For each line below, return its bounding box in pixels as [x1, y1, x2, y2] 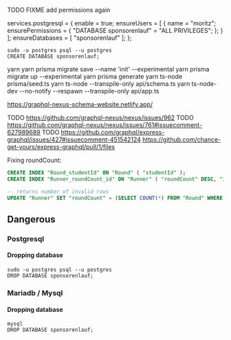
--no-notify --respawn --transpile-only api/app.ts [19, 87, 159, 95]
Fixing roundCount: [7, 156, 62, 164]
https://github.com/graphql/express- [60, 128, 165, 136]
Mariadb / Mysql [7, 288, 63, 297]
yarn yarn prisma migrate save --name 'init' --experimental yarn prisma [7, 65, 210, 73]
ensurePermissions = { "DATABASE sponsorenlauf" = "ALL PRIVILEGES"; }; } [7, 27, 223, 34]
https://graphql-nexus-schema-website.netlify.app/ [7, 100, 153, 109]
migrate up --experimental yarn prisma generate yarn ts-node [7, 72, 183, 80]
